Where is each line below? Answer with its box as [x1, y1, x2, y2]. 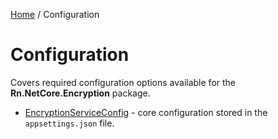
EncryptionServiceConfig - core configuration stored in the [24, 106, 268, 118]
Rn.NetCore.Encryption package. [10, 87, 151, 99]
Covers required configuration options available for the [10, 76, 237, 88]
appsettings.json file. [24, 117, 115, 129]
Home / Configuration [10, 9, 100, 20]
